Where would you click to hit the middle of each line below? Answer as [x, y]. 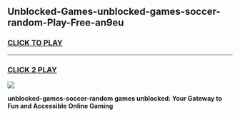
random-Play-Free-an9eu [66, 23]
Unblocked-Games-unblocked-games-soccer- [114, 12]
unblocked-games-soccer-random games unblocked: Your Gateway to [115, 98]
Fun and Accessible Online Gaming [60, 106]
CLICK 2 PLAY [32, 69]
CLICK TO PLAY [35, 43]
